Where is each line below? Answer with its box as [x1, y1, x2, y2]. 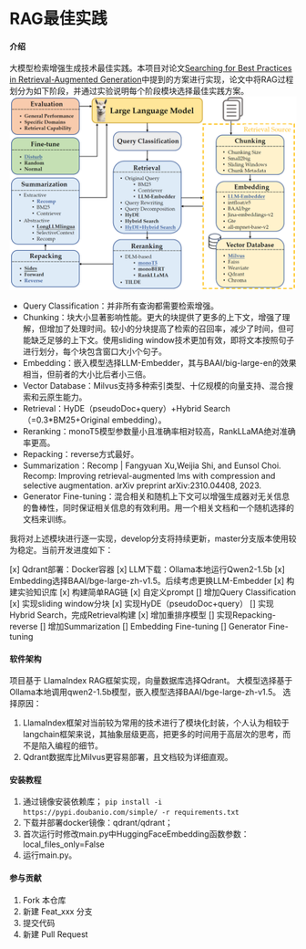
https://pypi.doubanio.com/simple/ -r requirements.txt [22, 808, 240, 818]
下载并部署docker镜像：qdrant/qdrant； [22, 818, 173, 829]
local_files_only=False [22, 839, 105, 850]
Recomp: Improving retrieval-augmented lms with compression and [22, 471, 276, 481]
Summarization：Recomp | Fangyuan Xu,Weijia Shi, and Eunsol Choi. [22, 460, 281, 471]
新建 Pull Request [22, 928, 88, 940]
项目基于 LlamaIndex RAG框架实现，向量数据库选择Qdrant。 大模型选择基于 [9, 675, 293, 686]
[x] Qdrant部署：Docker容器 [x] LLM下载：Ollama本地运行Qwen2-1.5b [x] [9, 564, 285, 575]
